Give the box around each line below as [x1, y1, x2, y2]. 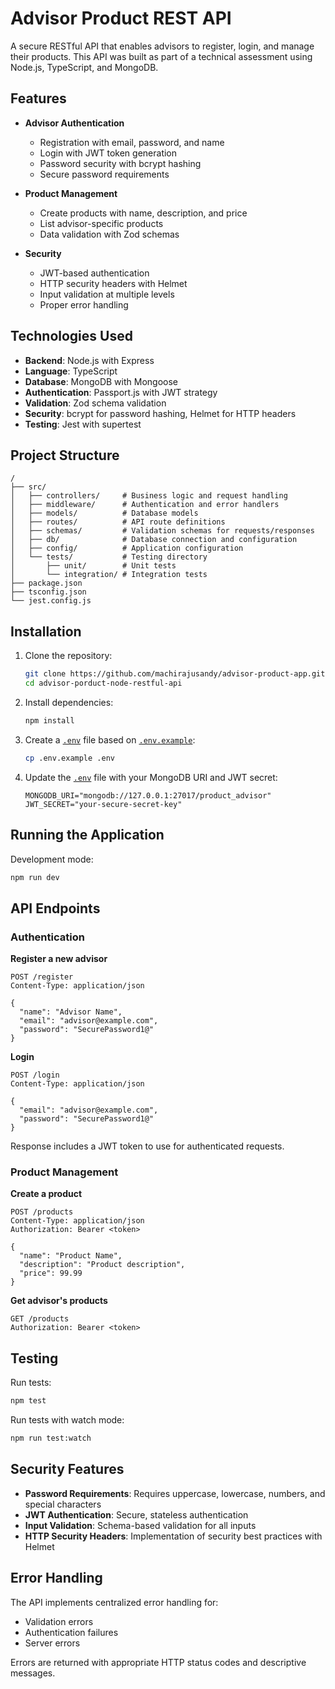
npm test [10, 1396, 47, 1406]
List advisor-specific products [39, 217, 164, 229]
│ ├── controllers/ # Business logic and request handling [10, 491, 288, 501]
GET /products [10, 1314, 70, 1324]
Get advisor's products [10, 1295, 108, 1307]
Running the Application [10, 827, 165, 844]
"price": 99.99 [19, 1268, 83, 1279]
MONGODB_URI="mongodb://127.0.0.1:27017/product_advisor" [24, 790, 272, 801]
